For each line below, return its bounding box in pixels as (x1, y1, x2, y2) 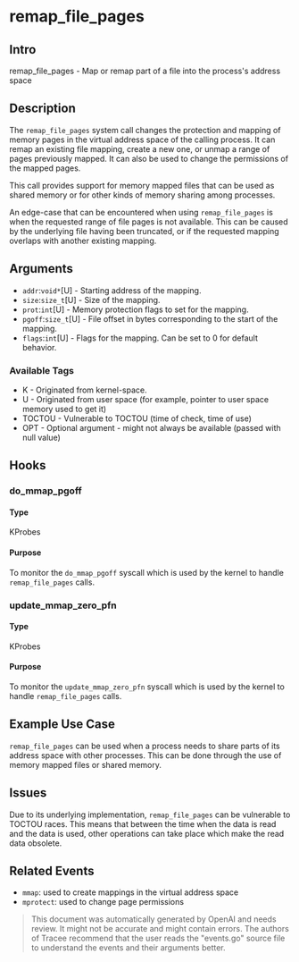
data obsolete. (9, 838, 62, 848)
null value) (21, 432, 61, 443)
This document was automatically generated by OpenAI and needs (30, 914, 277, 924)
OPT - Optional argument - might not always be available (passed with (21, 422, 281, 433)
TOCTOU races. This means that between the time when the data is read (9, 818, 277, 829)
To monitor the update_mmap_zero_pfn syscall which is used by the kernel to (9, 681, 286, 692)
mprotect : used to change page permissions (21, 897, 185, 907)
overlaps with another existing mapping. (9, 235, 157, 246)
